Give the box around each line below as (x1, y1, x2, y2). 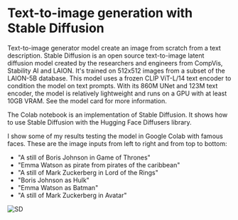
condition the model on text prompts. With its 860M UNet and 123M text (7, 81, 218, 90)
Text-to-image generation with (7, 5, 193, 21)
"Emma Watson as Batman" (17, 183, 99, 192)
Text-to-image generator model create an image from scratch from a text (7, 43, 222, 52)
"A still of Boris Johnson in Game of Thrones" (17, 153, 151, 162)
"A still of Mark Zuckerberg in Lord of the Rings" (17, 168, 158, 177)
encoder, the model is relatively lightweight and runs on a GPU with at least (7, 89, 227, 98)
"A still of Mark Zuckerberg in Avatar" (17, 191, 127, 199)
